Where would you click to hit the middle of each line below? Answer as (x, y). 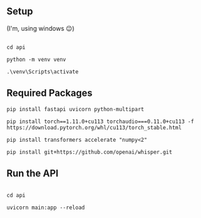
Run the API (32, 174)
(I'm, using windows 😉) (40, 28)
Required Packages (50, 93)
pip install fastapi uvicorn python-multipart (75, 109)
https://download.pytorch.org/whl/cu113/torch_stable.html (94, 128)
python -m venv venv (37, 59)
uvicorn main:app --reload (46, 208)
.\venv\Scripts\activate (43, 72)
